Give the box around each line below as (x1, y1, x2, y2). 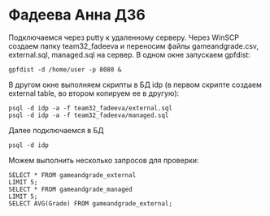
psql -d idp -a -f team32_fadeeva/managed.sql (8, 111, 169, 119)
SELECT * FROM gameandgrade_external (8, 171, 137, 179)
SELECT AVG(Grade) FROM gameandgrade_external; (8, 199, 173, 208)
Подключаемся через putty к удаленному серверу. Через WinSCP (8, 32, 240, 42)
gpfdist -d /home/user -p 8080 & (8, 65, 122, 74)
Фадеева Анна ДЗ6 (8, 6, 146, 24)
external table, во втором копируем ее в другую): (8, 88, 180, 98)
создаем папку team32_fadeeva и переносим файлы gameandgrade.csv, (8, 41, 259, 50)
